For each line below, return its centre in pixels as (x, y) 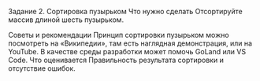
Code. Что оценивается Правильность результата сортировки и (116, 60)
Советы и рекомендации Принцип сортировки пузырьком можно (119, 35)
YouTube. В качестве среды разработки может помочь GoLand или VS (127, 52)
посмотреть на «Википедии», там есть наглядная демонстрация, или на (130, 43)
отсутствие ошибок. (42, 68)
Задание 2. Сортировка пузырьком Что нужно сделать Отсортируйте (125, 11)
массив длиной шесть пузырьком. (66, 20)
